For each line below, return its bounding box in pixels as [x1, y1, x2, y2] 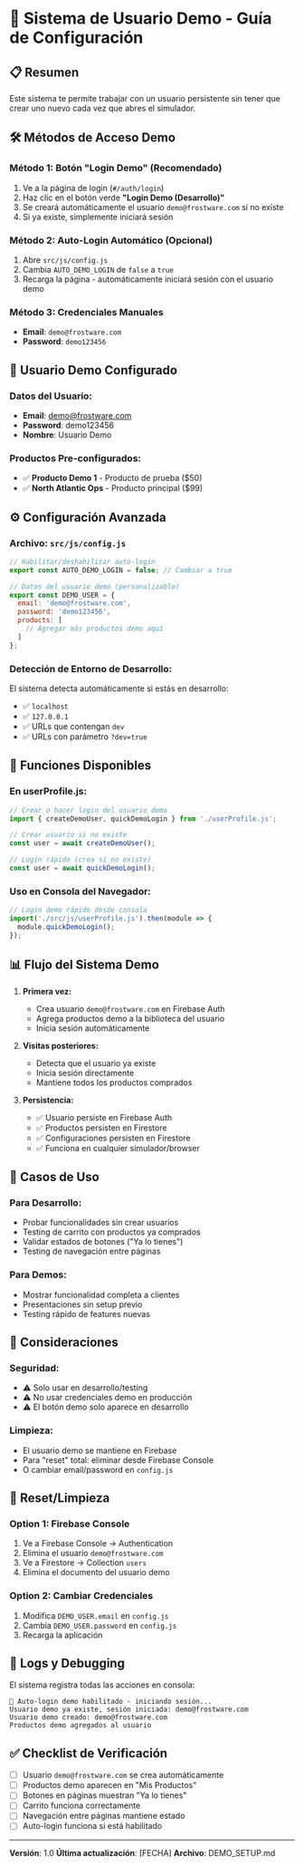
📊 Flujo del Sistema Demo [9, 957, 160, 973]
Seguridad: [9, 1361, 60, 1374]
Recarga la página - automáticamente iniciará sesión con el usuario [22, 274, 274, 284]
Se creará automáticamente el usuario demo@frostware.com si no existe [22, 201, 284, 212]
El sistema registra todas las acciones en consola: [9, 1679, 195, 1690]
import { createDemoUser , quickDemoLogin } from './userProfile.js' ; [9, 814, 278, 823]
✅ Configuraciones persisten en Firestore [35, 1132, 192, 1143]
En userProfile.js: [9, 785, 88, 798]
